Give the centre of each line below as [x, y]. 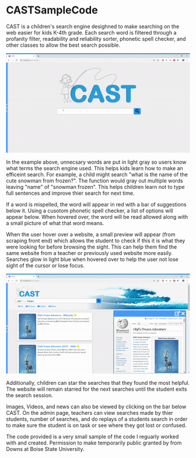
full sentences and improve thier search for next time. [70, 193]
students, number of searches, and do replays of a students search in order [97, 419]
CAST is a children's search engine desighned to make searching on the [93, 26]
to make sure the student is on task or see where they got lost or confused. [96, 425]
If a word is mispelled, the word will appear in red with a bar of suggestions [96, 205]
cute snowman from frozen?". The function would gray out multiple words [94, 181]
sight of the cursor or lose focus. [45, 266]
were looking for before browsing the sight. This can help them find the [92, 247]
